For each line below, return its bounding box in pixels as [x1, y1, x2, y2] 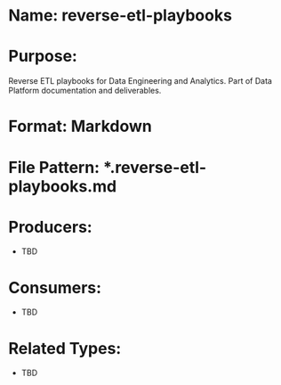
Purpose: [8, 46, 77, 67]
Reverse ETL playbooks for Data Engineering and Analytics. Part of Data [8, 76, 273, 86]
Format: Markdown [8, 117, 152, 136]
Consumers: [8, 277, 102, 298]
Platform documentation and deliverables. [8, 86, 162, 96]
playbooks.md [8, 176, 117, 196]
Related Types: [8, 338, 122, 358]
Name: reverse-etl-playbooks [8, 5, 233, 26]
